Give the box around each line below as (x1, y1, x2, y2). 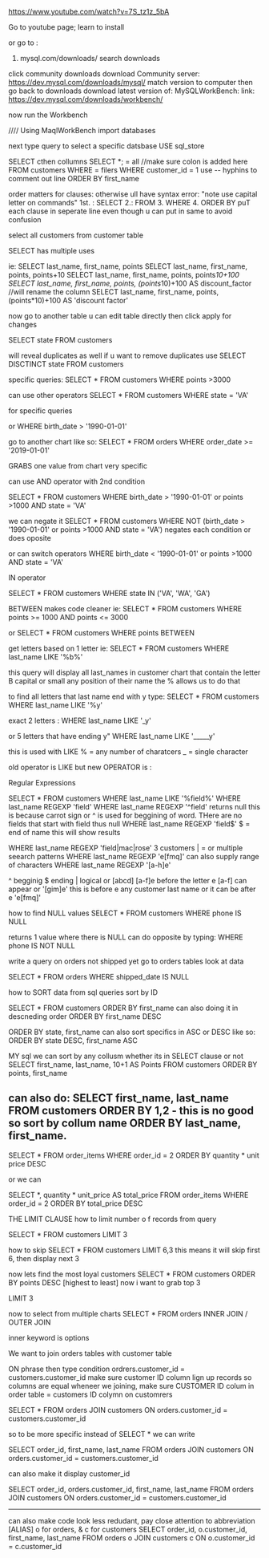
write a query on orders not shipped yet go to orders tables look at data (8, 956, 244, 966)
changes (8, 320, 38, 329)
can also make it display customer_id (8, 1468, 130, 1479)
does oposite (8, 534, 52, 542)
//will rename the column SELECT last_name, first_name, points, (8, 287, 219, 296)
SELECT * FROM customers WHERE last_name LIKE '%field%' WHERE (8, 793, 242, 803)
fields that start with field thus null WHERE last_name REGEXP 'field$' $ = (8, 819, 251, 829)
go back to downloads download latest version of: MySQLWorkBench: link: (8, 86, 255, 95)
